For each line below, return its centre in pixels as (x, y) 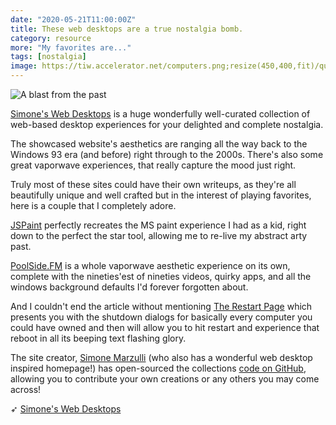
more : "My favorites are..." (71, 47)
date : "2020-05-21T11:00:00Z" (73, 19)
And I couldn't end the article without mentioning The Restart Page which (161, 306)
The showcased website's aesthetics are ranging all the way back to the (159, 144)
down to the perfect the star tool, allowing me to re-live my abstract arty (159, 235)
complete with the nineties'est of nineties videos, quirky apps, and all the (161, 276)
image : (24, 66)
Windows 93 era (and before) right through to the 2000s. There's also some (167, 154)
